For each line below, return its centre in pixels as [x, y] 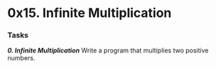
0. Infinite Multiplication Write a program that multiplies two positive [108, 50]
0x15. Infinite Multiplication [90, 13]
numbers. [21, 58]
